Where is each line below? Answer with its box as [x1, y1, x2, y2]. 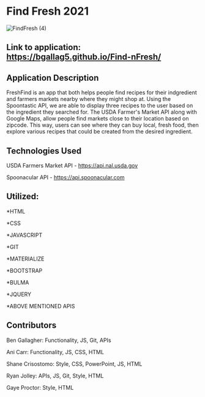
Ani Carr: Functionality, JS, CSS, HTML [6, 348, 104, 355]
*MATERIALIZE [6, 255, 45, 262]
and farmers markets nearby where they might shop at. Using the [6, 95, 171, 103]
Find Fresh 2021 [6, 4, 89, 18]
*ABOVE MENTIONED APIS [6, 302, 75, 310]
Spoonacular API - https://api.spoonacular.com [6, 173, 125, 181]
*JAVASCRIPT [6, 231, 43, 239]
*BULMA [6, 278, 29, 286]
